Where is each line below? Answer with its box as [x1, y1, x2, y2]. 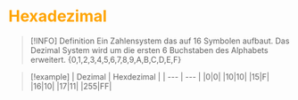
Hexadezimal [8, 6, 108, 27]
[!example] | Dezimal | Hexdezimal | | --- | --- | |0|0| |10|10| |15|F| [29, 71, 269, 81]
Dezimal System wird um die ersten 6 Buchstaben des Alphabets [29, 44, 269, 55]
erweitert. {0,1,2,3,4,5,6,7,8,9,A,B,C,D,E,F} [29, 54, 182, 65]
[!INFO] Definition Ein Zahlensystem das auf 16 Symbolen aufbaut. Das [29, 35, 290, 46]
